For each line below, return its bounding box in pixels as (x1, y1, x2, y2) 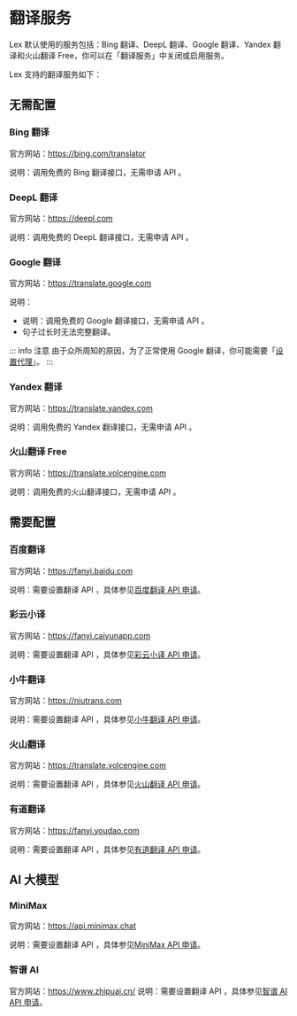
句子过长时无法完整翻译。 (21, 327, 116, 337)
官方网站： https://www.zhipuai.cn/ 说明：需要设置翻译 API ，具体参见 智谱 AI (9, 985, 288, 997)
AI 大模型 (9, 873, 59, 888)
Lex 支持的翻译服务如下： (9, 68, 103, 80)
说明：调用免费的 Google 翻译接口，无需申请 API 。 (21, 315, 209, 326)
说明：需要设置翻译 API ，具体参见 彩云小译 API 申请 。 (9, 648, 206, 660)
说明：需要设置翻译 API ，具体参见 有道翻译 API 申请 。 (9, 843, 206, 855)
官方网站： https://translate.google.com (9, 278, 152, 289)
